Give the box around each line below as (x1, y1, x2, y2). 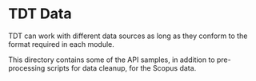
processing (8, 63, 46, 72)
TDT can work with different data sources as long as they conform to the (8, 31, 248, 40)
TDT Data (8, 5, 72, 23)
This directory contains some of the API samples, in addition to (8, 55, 215, 64)
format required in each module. (8, 39, 114, 48)
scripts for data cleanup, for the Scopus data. (46, 63, 197, 72)
